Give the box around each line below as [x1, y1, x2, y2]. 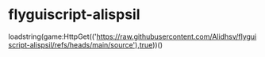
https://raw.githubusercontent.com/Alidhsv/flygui [96, 32, 257, 41]
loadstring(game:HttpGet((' [8, 32, 97, 41]
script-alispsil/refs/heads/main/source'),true [8, 40, 153, 49]
